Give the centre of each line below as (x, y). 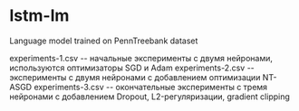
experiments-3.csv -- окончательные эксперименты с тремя (151, 87)
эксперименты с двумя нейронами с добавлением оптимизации (135, 77)
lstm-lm (39, 16)
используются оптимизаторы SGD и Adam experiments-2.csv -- (132, 68)
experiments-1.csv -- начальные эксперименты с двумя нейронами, (141, 58)
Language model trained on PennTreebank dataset (104, 41)
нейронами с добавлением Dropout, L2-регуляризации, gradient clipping (149, 97)
